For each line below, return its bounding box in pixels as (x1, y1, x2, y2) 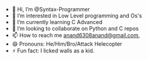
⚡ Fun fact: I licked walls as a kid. (11, 47, 95, 54)
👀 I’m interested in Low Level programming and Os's (11, 12, 142, 19)
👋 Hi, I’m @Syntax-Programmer (11, 6, 90, 13)
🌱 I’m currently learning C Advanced (11, 19, 103, 25)
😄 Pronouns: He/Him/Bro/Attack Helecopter (11, 40, 123, 48)
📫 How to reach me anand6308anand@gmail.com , (11, 32, 140, 39)
